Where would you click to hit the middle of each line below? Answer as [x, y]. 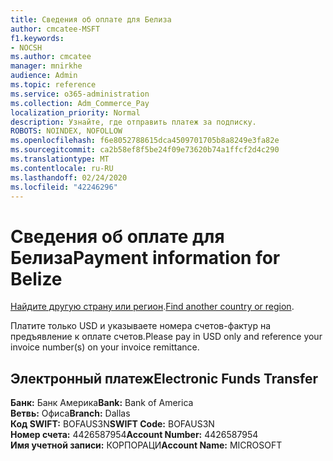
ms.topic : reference [53, 85]
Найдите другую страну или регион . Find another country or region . [152, 307]
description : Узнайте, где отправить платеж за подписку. [133, 122]
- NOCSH [26, 47]
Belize [36, 278]
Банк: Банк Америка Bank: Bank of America [102, 403]
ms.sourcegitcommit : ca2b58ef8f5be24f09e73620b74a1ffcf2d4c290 [145, 150]
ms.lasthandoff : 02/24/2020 [69, 177]
